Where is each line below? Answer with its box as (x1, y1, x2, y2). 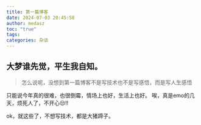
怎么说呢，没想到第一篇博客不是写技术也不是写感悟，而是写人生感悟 (21, 79, 192, 86)
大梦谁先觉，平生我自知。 (6, 62, 102, 72)
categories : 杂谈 (6, 37, 49, 43)
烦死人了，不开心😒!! (16, 99, 69, 107)
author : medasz (6, 20, 45, 26)
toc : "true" (6, 26, 37, 32)
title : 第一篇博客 (6, 9, 49, 15)
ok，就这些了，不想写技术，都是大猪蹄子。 (6, 112, 115, 120)
